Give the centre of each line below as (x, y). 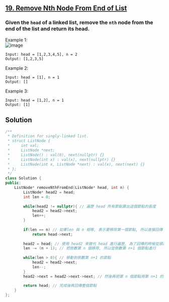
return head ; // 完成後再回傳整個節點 (60, 286)
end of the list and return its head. (47, 29)
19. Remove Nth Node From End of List (66, 8)
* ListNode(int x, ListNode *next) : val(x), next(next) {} (76, 164)
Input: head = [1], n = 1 (32, 77)
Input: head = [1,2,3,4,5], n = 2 (41, 54)
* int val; (23, 146)
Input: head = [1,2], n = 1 (35, 100)
